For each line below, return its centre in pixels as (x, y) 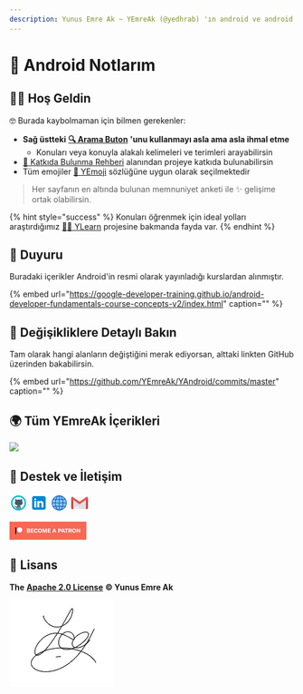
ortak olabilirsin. (62, 199)
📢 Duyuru (36, 255)
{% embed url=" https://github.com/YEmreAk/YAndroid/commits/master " (145, 382)
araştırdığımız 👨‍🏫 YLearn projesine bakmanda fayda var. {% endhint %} (142, 226)
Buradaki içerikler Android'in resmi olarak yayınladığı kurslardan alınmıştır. (147, 277)
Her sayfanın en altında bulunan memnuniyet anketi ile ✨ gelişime (153, 189)
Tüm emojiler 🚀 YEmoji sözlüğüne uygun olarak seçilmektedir (136, 171)
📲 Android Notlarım (83, 65)
